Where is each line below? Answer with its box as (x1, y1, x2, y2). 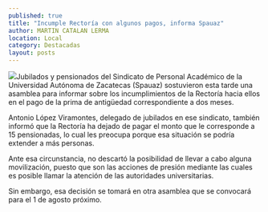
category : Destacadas (8, 42, 81, 50)
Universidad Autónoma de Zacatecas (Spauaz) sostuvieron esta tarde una (8, 81, 253, 90)
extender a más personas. (8, 138, 95, 148)
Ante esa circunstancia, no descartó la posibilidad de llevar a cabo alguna (8, 154, 252, 163)
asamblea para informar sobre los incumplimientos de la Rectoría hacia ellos (8, 89, 261, 98)
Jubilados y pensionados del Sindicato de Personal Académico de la (16, 72, 243, 81)
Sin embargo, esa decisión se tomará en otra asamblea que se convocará (8, 186, 251, 196)
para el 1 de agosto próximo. (8, 195, 102, 204)
